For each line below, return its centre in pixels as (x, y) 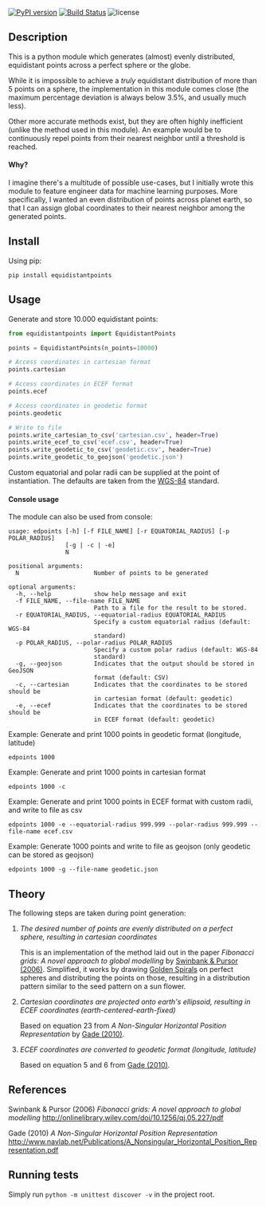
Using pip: (25, 261)
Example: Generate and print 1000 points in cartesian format (107, 772)
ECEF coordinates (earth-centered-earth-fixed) (98, 1010)
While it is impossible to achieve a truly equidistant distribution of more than (133, 80)
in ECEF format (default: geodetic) (155, 720)
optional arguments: (43, 587)
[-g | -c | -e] (90, 546)
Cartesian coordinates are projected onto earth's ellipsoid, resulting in (135, 1002)
